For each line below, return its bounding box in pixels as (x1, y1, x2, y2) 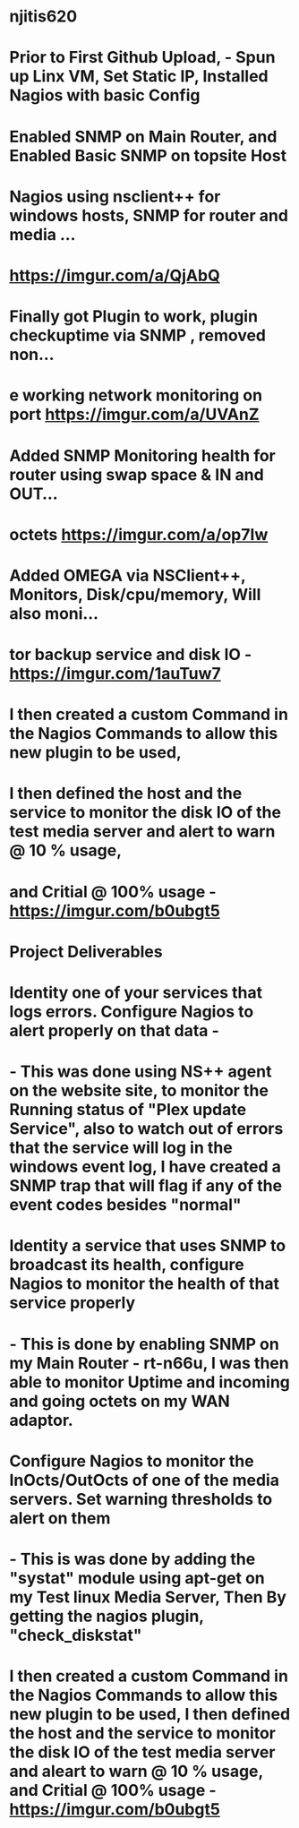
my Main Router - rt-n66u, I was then (9, 1352, 289, 1373)
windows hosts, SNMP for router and (9, 205, 289, 226)
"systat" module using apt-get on (9, 1567, 266, 1588)
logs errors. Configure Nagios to (9, 1001, 254, 1022)
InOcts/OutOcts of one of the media (9, 1470, 280, 1490)
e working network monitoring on (9, 385, 262, 406)
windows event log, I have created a (9, 1157, 282, 1177)
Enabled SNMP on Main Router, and (9, 126, 278, 147)
